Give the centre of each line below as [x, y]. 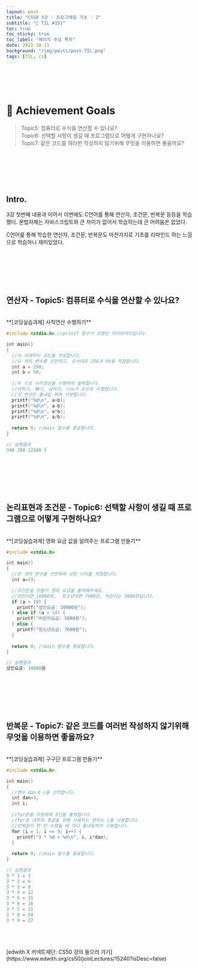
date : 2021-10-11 [28, 46]
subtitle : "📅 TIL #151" [36, 23]
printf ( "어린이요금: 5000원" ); [52, 619]
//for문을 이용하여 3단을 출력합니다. [52, 815]
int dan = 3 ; [25, 798]
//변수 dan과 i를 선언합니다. [44, 792]
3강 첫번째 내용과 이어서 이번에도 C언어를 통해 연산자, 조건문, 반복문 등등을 [94, 214]
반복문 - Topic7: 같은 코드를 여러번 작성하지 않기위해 [97, 726]
